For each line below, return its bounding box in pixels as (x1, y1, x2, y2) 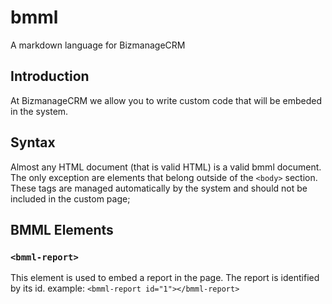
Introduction (10, 68, 90, 85)
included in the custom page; (10, 192, 131, 205)
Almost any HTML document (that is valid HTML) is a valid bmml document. (10, 161, 322, 173)
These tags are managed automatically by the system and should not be (10, 182, 308, 194)
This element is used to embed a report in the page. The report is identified (10, 272, 320, 284)
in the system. (10, 105, 69, 117)
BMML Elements (10, 221, 114, 238)
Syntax (10, 134, 56, 151)
